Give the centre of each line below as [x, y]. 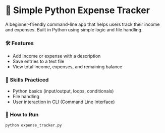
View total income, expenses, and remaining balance [67, 67]
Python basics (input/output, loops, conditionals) [63, 91]
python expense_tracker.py [34, 125]
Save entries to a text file [38, 61]
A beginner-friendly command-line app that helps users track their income [82, 24]
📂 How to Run [22, 115]
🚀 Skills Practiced [27, 80]
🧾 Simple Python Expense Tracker [78, 10]
